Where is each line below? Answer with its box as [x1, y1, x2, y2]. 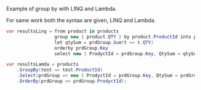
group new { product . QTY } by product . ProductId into [54, 34, 191, 40]
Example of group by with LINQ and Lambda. [6, 5, 117, 12]
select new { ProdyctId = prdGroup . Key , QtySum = [54, 50, 181, 56]
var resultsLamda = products [6, 61, 79, 68]
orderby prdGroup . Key [54, 45, 109, 51]
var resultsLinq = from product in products [6, 28, 119, 34]
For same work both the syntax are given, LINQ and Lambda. [6, 17, 156, 23]
